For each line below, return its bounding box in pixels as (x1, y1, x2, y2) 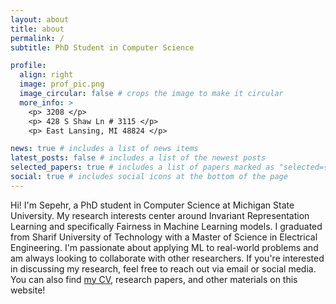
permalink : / (10, 33, 65, 43)
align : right (19, 70, 74, 80)
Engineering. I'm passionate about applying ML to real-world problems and (10, 241, 319, 253)
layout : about (10, 14, 70, 25)
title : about (10, 24, 65, 34)
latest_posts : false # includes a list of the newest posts (10, 153, 267, 163)
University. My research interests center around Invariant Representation (10, 209, 310, 221)
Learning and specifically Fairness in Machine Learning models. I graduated (10, 220, 323, 232)
